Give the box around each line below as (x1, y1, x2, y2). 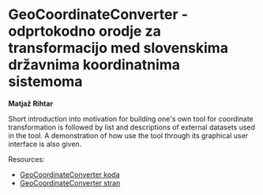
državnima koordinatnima (8, 56, 180, 74)
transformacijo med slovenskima (8, 39, 229, 57)
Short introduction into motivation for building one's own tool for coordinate (8, 114, 254, 123)
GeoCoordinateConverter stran (19, 178, 121, 187)
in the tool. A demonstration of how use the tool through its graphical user (8, 130, 249, 140)
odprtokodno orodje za (8, 22, 162, 40)
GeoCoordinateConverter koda (19, 170, 120, 179)
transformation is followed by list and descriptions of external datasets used (8, 122, 255, 132)
